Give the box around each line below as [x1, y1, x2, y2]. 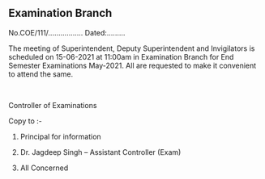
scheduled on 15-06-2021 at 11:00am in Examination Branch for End [8, 52, 234, 61]
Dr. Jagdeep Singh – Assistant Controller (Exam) [19, 147, 182, 156]
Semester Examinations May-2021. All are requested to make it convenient [8, 60, 257, 70]
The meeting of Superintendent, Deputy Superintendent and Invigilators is [8, 44, 255, 53]
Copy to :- [8, 116, 42, 126]
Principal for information [19, 131, 101, 141]
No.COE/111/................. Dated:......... [8, 27, 126, 37]
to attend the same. [8, 69, 74, 79]
